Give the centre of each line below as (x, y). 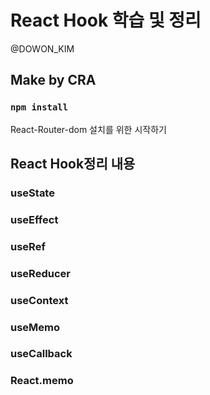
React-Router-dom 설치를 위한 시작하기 (88, 129)
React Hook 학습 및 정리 (106, 20)
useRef (28, 246)
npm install (39, 107)
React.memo (42, 381)
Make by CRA (53, 80)
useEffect (34, 219)
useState (32, 193)
